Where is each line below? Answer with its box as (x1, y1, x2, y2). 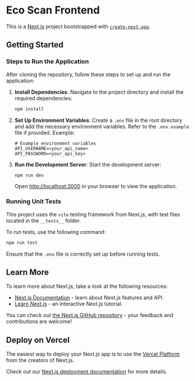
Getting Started (6, 40, 64, 50)
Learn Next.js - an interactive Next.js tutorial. (14, 300, 123, 308)
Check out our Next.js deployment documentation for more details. (6, 368, 167, 375)
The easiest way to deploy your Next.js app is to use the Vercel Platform (6, 351, 180, 358)
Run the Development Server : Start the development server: (14, 161, 162, 168)
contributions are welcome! (6, 318, 72, 325)
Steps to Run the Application (6, 57, 89, 66)
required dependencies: (14, 94, 73, 101)
